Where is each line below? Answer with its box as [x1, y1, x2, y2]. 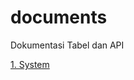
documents [10, 6, 108, 29]
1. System [10, 58, 50, 70]
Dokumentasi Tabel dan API [10, 39, 125, 51]
